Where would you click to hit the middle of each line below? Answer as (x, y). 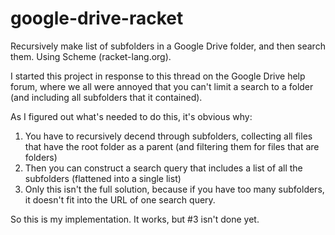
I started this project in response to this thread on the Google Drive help (158, 76)
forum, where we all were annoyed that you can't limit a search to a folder (162, 86)
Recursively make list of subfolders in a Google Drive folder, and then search (168, 46)
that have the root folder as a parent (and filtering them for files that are (172, 146)
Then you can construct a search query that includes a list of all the (163, 168)
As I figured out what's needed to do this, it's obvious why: (131, 116)
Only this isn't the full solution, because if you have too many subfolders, (174, 189)
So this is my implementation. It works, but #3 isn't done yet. (135, 219)
